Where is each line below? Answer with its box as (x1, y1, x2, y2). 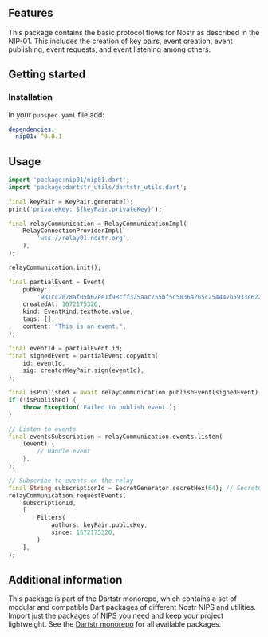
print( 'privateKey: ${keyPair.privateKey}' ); (8, 205, 162, 213)
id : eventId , (22, 359, 66, 367)
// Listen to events (8, 425, 77, 433)
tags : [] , (22, 315, 56, 323)
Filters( (37, 514, 66, 522)
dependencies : (8, 125, 56, 133)
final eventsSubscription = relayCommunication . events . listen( (8, 433, 223, 441)
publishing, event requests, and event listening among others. (8, 44, 211, 54)
